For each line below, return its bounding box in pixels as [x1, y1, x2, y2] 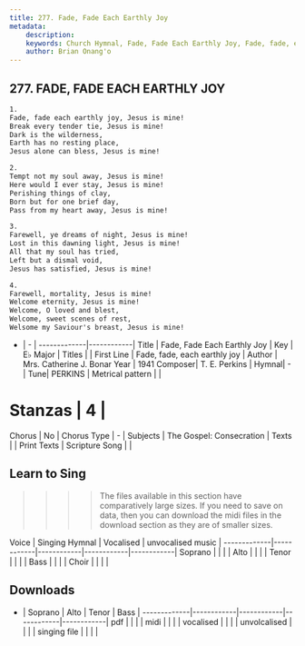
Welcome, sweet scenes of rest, [9, 314, 132, 323]
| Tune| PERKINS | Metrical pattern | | [22, 368, 162, 379]
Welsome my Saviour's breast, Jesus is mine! [9, 323, 184, 333]
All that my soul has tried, [9, 247, 120, 257]
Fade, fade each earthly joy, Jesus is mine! [9, 113, 184, 123]
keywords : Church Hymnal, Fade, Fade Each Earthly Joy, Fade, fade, [25, 38, 290, 48]
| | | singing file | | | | [22, 626, 98, 637]
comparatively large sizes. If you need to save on [99, 500, 283, 511]
